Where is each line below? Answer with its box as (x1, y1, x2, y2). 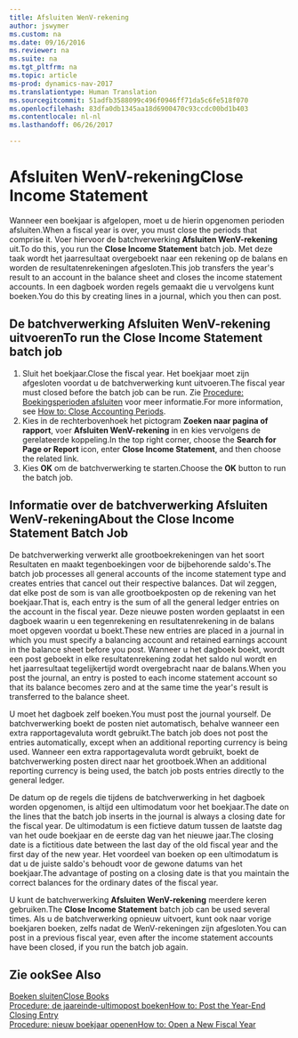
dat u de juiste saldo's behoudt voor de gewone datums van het (9, 858, 243, 869)
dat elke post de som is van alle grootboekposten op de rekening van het (9, 587, 277, 597)
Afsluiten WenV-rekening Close (9, 166, 244, 187)
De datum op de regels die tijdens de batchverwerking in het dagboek (9, 791, 265, 802)
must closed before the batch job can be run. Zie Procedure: (21, 386, 245, 397)
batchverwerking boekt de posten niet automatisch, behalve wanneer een (9, 718, 280, 728)
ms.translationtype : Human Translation (9, 87, 157, 96)
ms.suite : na (9, 54, 58, 63)
